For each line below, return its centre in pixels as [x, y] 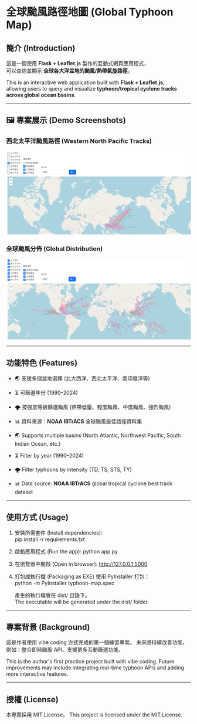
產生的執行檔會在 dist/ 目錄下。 [52, 595]
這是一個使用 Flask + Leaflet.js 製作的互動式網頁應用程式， [78, 63]
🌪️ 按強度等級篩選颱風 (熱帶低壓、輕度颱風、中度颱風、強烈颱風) [93, 407]
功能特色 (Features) [42, 363]
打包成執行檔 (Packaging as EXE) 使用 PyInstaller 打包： [82, 576]
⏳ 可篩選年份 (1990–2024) [46, 392]
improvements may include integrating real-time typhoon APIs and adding [95, 668]
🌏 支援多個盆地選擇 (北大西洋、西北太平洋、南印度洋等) [82, 378]
